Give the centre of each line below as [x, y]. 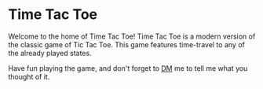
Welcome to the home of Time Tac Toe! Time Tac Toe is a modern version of [132, 36]
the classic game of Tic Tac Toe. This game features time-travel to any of [126, 44]
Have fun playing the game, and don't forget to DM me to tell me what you [128, 68]
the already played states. [50, 53]
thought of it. [29, 76]
